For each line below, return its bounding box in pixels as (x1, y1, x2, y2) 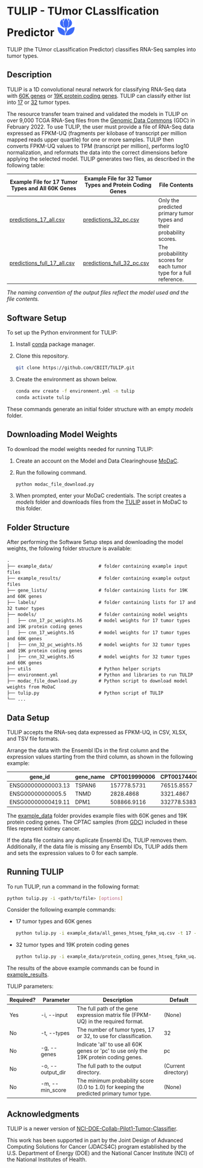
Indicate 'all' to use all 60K (77, 1041, 143, 1048)
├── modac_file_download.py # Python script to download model (7, 678, 188, 684)
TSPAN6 (75, 781, 96, 789)
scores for (158, 256, 184, 263)
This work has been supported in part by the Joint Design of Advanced (7, 1137, 183, 1144)
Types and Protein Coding (84, 181, 152, 188)
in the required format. (88, 1018, 144, 1025)
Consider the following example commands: (7, 906, 116, 913)
